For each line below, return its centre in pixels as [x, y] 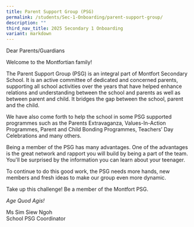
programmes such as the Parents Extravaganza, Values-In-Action [86, 123]
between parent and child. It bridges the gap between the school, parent [95, 99]
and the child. [23, 105]
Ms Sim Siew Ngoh [29, 212]
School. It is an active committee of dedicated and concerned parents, [92, 80]
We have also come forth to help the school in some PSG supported [89, 117]
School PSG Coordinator [36, 219]
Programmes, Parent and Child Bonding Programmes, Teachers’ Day [90, 130]
